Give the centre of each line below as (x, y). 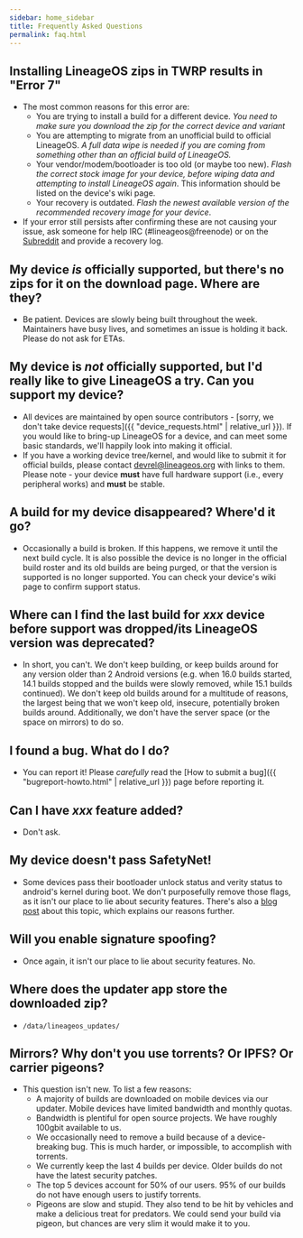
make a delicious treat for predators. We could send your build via (158, 1214)
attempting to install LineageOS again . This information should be (158, 184)
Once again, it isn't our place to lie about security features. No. (139, 961)
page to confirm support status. (82, 587)
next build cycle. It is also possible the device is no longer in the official (154, 558)
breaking (52, 1147)
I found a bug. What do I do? (89, 750)
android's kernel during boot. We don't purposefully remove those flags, (156, 892)
